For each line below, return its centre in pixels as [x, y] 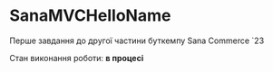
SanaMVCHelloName [90, 16]
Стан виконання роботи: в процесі [77, 58]
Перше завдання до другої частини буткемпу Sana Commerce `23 [137, 40]
